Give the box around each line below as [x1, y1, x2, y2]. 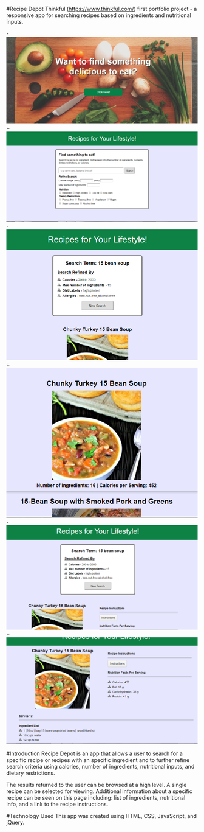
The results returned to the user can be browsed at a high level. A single [6, 781, 187, 789]
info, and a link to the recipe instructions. [6, 800, 109, 808]
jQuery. [6, 819, 25, 827]
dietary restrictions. [6, 769, 55, 777]
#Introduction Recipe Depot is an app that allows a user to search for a [6, 750, 183, 757]
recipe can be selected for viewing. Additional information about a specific [6, 788, 193, 795]
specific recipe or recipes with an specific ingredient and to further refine [6, 757, 190, 764]
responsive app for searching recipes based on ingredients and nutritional [6, 12, 191, 19]
